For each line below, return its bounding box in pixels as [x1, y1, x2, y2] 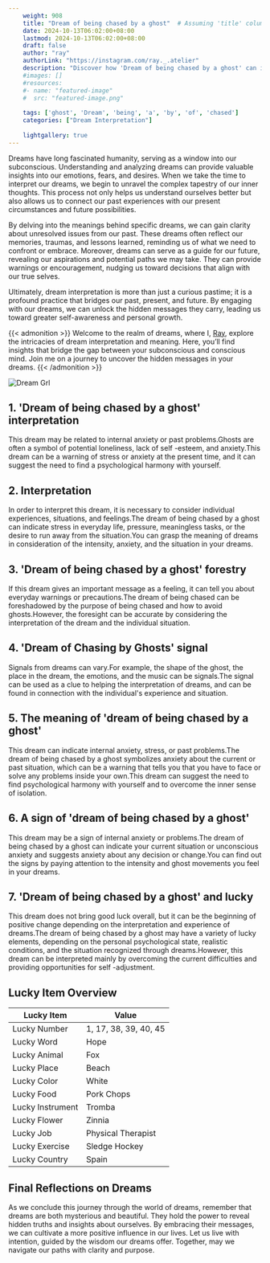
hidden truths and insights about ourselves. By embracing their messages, [8, 1219, 255, 1229]
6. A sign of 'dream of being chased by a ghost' [8, 811, 250, 825]
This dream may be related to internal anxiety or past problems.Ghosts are [8, 435, 255, 444]
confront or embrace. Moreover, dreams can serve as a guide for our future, [8, 246, 260, 255]
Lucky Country [12, 1154, 68, 1165]
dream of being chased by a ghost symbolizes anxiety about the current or [8, 754, 256, 763]
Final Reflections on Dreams [8, 1181, 152, 1195]
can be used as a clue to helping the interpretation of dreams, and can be [8, 680, 252, 689]
